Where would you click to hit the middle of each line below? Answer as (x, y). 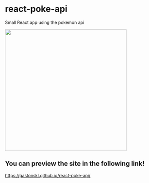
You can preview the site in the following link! (75, 164)
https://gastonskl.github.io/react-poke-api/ (48, 175)
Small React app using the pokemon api (45, 22)
